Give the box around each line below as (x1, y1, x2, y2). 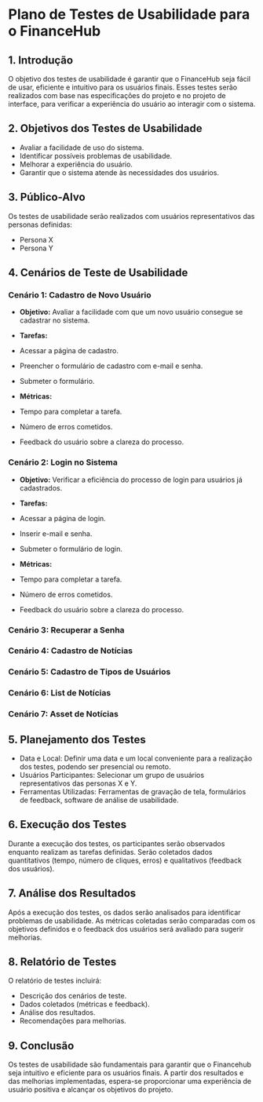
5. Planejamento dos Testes (8, 732, 147, 746)
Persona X (19, 235, 53, 244)
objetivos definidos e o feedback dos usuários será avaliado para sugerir (8, 924, 244, 933)
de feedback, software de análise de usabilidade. (19, 795, 179, 805)
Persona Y (19, 243, 53, 253)
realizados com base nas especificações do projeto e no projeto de (8, 91, 226, 100)
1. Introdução (8, 53, 73, 67)
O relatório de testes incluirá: (8, 976, 102, 986)
